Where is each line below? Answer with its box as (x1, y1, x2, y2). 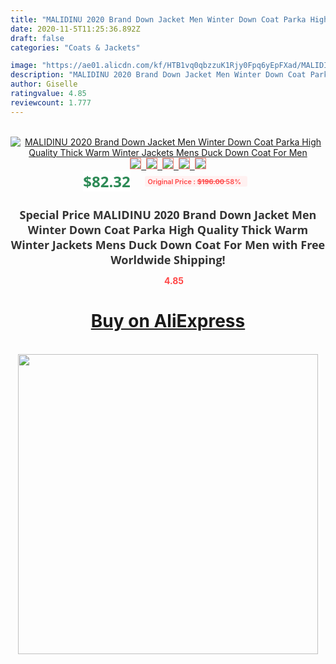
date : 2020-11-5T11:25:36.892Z (10, 24, 141, 34)
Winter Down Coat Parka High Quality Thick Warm (27, 221, 309, 238)
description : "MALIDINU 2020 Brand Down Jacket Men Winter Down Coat (10, 70, 307, 80)
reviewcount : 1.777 (10, 97, 92, 108)
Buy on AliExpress (90, 310, 246, 333)
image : (10, 61, 38, 71)
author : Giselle (10, 79, 78, 90)
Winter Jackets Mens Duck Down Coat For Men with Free (10, 236, 326, 253)
